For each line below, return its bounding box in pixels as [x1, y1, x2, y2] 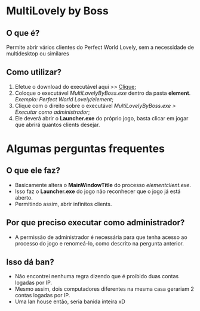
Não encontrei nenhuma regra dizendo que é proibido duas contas [14, 273, 179, 280]
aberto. [14, 194, 33, 201]
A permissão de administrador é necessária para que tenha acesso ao [14, 234, 187, 241]
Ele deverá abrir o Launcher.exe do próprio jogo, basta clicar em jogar [14, 114, 189, 122]
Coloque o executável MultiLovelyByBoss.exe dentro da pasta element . [14, 89, 191, 97]
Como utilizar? [6, 67, 61, 77]
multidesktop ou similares [6, 50, 70, 57]
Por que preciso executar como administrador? [6, 217, 185, 228]
